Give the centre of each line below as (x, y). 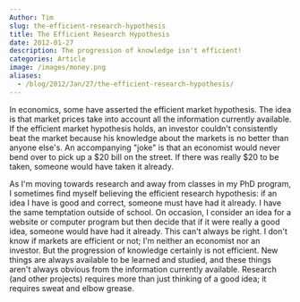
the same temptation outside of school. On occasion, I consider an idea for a (150, 212)
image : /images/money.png (57, 68)
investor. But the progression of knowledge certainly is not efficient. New (144, 250)
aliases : (26, 76)
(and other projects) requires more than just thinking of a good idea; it (138, 279)
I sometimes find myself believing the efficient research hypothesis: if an (143, 193)
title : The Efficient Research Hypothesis (90, 34)
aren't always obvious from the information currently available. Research (143, 269)
